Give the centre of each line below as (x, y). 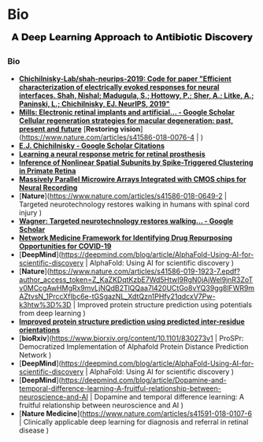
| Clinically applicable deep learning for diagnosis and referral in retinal (133, 422)
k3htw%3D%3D (45, 304)
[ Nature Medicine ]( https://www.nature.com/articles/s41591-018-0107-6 (135, 413)
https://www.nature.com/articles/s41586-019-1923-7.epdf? (145, 271)
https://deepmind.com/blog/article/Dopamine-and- (144, 380)
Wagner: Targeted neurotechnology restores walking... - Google (126, 221)
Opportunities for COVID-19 (65, 246)
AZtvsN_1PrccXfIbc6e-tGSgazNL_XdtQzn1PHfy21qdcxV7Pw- (117, 296)
